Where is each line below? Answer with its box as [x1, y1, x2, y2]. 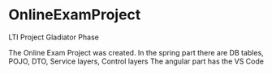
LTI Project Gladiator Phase [8, 32, 99, 42]
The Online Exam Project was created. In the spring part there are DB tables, [8, 47, 264, 57]
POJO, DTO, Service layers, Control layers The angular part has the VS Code [8, 56, 264, 66]
